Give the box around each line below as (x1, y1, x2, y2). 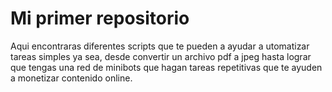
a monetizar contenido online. (10, 72, 133, 84)
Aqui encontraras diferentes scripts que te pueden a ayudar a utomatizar (10, 40, 310, 52)
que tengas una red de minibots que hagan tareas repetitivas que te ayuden (10, 61, 323, 73)
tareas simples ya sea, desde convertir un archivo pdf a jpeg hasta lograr (10, 50, 312, 62)
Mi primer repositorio (10, 7, 190, 30)
